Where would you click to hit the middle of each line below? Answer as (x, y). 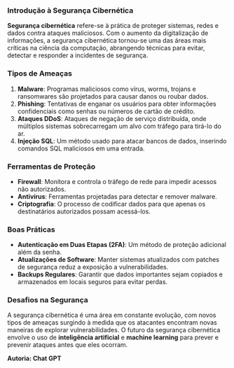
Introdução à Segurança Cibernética (70, 10)
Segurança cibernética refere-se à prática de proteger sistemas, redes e (113, 26)
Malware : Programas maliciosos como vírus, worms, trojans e (106, 89)
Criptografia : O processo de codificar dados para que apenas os (111, 204)
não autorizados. (42, 189)
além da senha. (39, 252)
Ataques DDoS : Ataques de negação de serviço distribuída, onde (112, 118)
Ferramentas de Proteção (51, 167)
